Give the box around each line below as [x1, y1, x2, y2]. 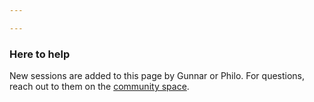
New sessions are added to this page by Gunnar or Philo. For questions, [9, 70, 306, 82]
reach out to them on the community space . [9, 81, 190, 93]
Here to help [9, 47, 71, 61]
